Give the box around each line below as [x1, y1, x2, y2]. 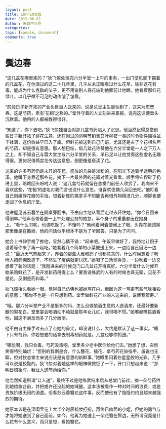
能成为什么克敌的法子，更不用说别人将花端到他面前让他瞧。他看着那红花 [13, 87, 161, 93]
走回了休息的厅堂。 [5, 198, 44, 205]
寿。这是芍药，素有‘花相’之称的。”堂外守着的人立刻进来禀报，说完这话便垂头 [5, 110, 159, 116]
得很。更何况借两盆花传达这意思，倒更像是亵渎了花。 [5, 157, 114, 163]
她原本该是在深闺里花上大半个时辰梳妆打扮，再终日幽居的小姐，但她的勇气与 [5, 406, 161, 412]
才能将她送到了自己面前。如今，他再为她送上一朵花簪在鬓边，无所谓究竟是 [5, 412, 157, 418]
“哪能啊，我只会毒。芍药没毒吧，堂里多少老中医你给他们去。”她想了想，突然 [5, 342, 159, 348]
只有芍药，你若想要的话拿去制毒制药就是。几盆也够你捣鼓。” [9, 331, 131, 337]
